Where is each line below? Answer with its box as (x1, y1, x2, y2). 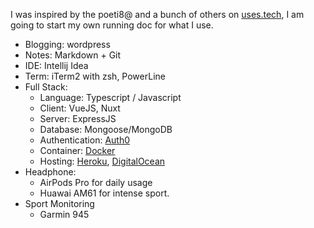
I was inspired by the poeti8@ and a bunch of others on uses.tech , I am (10, 9, 305, 20)
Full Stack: (24, 81, 68, 93)
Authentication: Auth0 (39, 134, 131, 146)
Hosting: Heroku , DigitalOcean (39, 155, 166, 167)
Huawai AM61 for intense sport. (39, 187, 170, 199)
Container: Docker (39, 145, 116, 156)
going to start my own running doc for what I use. (10, 19, 214, 31)
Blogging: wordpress (24, 39, 111, 50)
